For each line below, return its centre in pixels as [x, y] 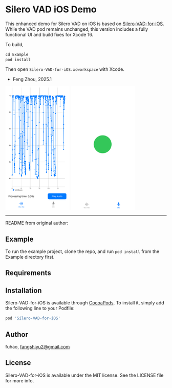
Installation [24, 290]
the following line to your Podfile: [40, 308]
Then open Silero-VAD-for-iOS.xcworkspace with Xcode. [65, 69]
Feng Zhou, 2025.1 [32, 79]
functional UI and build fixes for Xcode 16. [49, 34]
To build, [15, 44]
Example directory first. [30, 257]
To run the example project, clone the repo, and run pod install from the [82, 251]
